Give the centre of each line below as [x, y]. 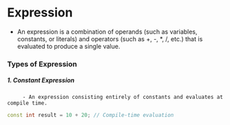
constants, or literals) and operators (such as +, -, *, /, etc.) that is [110, 38]
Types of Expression [42, 64]
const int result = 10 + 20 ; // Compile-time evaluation [91, 115]
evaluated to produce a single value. [69, 46]
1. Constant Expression [41, 80]
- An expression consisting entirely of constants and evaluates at [123, 97]
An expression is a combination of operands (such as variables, [107, 32]
